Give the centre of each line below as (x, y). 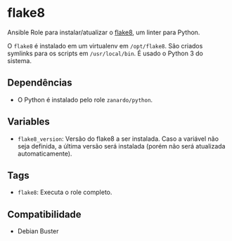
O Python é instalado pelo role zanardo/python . (85, 99)
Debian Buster (38, 231)
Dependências (40, 83)
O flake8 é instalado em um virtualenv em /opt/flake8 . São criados (105, 46)
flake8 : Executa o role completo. (65, 192)
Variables (29, 122)
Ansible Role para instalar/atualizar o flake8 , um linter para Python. (104, 32)
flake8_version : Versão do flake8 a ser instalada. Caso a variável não (118, 139)
